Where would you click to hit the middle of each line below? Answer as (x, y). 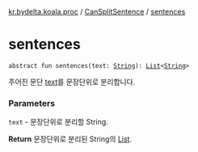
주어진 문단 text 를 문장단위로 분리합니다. (72, 82)
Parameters (32, 103)
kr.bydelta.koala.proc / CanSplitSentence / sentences (97, 12)
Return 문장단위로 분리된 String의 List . (70, 139)
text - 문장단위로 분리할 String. (59, 122)
